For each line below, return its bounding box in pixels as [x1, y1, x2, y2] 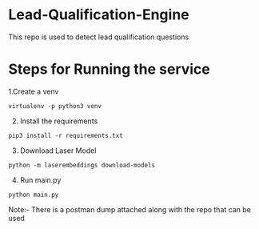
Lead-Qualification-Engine [8, 6, 189, 24]
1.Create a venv [8, 86, 59, 96]
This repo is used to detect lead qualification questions [8, 32, 189, 42]
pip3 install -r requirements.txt [8, 131, 124, 139]
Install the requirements [19, 116, 98, 126]
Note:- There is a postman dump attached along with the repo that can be [8, 204, 252, 214]
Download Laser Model [19, 146, 97, 155]
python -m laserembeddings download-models [8, 161, 156, 169]
